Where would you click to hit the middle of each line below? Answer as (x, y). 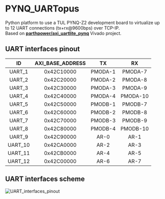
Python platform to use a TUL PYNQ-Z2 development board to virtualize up (82, 23)
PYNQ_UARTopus (42, 9)
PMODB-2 (103, 112)
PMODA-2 (103, 80)
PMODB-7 (135, 104)
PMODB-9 (135, 120)
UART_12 (19, 161)
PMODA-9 (135, 88)
